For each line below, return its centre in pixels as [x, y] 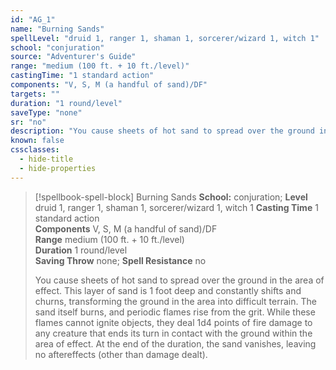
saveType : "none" [46, 112]
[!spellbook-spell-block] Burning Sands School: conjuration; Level [171, 197]
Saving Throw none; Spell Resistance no [120, 260]
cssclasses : [35, 150]
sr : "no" [28, 122]
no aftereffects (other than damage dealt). [121, 354]
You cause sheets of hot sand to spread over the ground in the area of [179, 280]
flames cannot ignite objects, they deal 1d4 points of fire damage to [173, 322]
